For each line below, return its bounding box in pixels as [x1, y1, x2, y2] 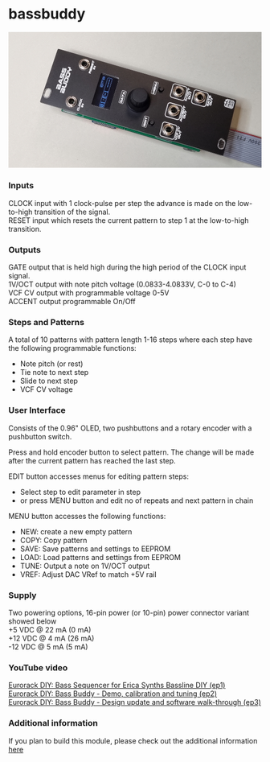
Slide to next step [19, 376, 79, 386]
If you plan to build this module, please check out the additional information [8, 735, 258, 745]
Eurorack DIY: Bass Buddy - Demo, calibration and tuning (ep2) [8, 689, 218, 698]
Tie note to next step [19, 368, 89, 377]
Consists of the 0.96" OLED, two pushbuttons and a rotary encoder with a [8, 423, 252, 433]
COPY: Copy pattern [19, 535, 88, 545]
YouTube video [8, 661, 68, 673]
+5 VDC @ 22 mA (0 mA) [8, 625, 92, 635]
